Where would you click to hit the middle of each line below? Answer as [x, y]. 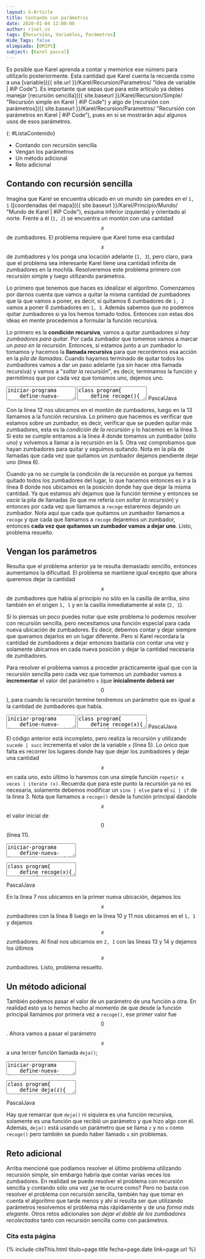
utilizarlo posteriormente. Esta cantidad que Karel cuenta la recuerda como [101, 76]
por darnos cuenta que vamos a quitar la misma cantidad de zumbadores [99, 294]
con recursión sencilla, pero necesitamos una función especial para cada [98, 623]
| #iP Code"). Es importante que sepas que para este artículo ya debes [95, 89]
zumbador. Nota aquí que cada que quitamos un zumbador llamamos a [95, 513]
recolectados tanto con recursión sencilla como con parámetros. [88, 1220]
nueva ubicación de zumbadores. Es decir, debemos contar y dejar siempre [101, 630]
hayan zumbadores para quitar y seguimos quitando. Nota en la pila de [95, 449]
